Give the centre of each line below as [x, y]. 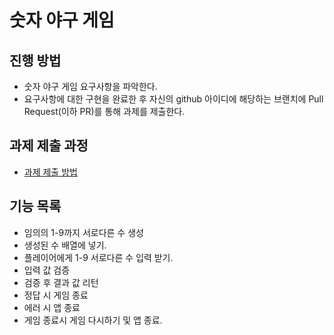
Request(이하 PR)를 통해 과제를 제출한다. [104, 111]
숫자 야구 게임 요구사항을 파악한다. [90, 86]
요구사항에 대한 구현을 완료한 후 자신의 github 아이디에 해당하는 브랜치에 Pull [173, 99]
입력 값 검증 [47, 270]
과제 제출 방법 [50, 172]
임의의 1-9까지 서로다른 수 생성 [83, 232]
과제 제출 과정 [49, 146]
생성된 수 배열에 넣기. [65, 245]
